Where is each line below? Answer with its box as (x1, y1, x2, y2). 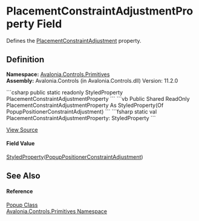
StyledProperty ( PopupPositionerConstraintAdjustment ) (6, 153, 143, 161)
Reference (6, 187, 33, 194)
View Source (6, 126, 38, 133)
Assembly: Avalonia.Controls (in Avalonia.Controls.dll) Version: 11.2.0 (6, 77, 178, 84)
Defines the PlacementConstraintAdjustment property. (6, 37, 142, 44)
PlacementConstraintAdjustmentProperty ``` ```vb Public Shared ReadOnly (6, 95, 190, 102)
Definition (6, 54, 44, 65)
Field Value (6, 140, 35, 147)
